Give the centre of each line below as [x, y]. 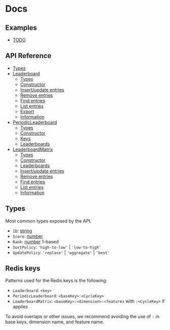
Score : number [28, 236]
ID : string [22, 231]
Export [27, 111]
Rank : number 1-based [36, 241]
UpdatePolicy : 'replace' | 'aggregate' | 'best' [61, 252]
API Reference [28, 56]
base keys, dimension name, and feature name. [55, 322]
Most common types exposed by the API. [48, 221]
